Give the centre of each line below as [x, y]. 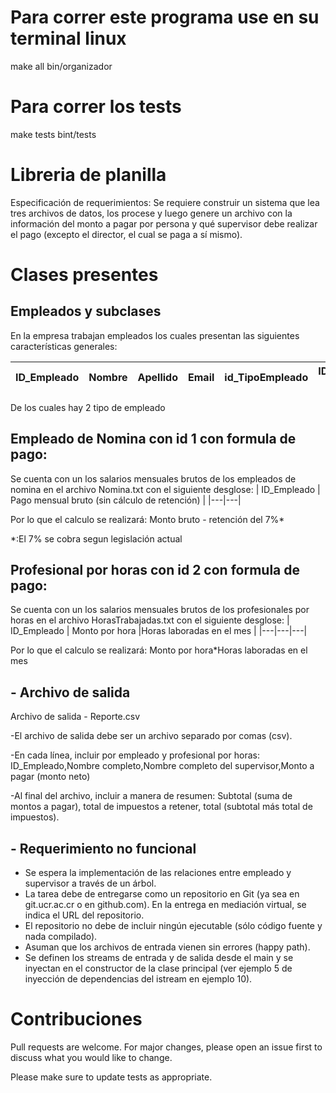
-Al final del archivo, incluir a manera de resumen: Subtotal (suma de [151, 796]
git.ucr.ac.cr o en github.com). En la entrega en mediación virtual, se [165, 905]
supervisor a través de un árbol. [90, 883]
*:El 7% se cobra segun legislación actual [96, 538]
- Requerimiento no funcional [103, 848]
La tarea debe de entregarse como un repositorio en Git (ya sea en [162, 894]
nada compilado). [61, 937]
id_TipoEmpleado [266, 377]
